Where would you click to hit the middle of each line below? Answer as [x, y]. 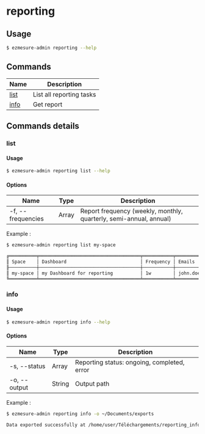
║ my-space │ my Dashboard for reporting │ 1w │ [91, 273]
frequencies [27, 219]
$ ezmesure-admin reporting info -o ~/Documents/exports [80, 414]
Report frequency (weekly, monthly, [131, 211]
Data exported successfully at [46, 425]
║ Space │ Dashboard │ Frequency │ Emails [101, 262]
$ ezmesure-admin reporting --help [52, 48]
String [60, 383]
